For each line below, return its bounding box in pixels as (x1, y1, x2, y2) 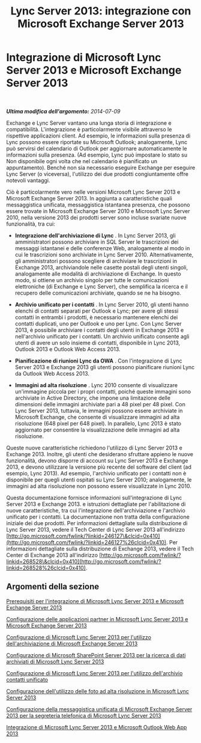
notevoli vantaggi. (6, 176, 50, 184)
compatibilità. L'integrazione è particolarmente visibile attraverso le (6, 125, 172, 133)
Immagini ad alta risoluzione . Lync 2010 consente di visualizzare (14, 381, 178, 388)
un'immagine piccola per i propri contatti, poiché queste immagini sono (14, 388, 191, 395)
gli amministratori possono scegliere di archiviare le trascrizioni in (14, 257, 178, 265)
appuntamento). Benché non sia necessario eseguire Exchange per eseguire (6, 164, 196, 171)
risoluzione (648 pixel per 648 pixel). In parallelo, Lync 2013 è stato (14, 420, 182, 427)
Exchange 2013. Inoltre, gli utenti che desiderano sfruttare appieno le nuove (6, 450, 194, 457)
